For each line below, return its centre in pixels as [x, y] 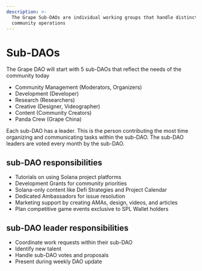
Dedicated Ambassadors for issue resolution [70, 196]
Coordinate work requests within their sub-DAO [74, 242]
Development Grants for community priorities [71, 183]
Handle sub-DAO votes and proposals [62, 255]
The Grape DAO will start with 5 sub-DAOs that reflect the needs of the [94, 69]
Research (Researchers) [45, 100]
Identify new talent [38, 248]
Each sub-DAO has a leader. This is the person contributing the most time [97, 131]
